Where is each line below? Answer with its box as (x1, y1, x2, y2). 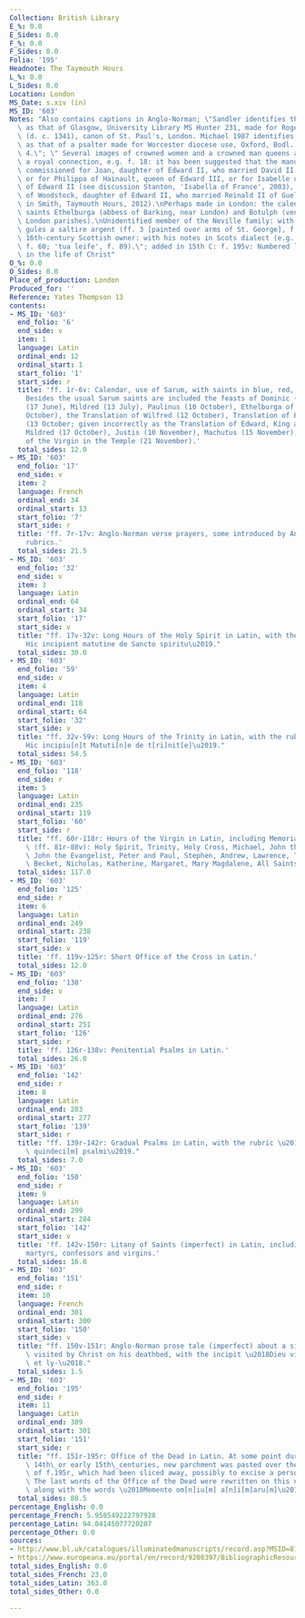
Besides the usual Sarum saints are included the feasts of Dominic (25, 394, 290, 403)
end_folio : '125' (17, 885, 84, 894)
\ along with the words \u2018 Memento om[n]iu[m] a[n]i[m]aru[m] (25, 1485, 279, 1495)
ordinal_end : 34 (17, 495, 79, 505)
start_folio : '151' (17, 1434, 92, 1443)
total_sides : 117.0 (17, 868, 92, 877)
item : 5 (17, 784, 47, 793)
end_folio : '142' (17, 1071, 84, 1080)
